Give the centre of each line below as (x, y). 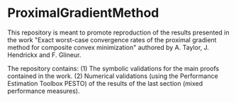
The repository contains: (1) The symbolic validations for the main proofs (113, 68)
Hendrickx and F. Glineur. (44, 55)
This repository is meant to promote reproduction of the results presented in (118, 32)
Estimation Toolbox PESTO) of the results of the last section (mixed (105, 83)
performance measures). (44, 91)
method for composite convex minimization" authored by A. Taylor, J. (108, 47)
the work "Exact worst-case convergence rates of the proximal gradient (112, 39)
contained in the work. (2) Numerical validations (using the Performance (113, 76)
